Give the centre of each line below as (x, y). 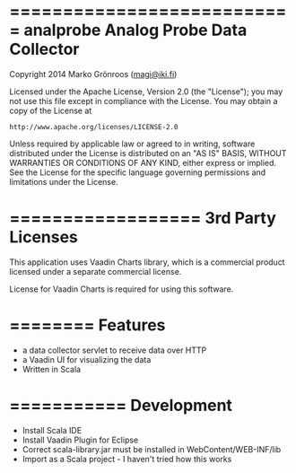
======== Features (87, 325)
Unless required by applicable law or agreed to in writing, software (132, 144)
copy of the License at (51, 110)
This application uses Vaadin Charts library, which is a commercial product (147, 262)
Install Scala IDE (52, 430)
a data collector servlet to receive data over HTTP (114, 350)
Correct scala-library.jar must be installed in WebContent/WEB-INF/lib (152, 449)
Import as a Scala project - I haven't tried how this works (127, 459)
